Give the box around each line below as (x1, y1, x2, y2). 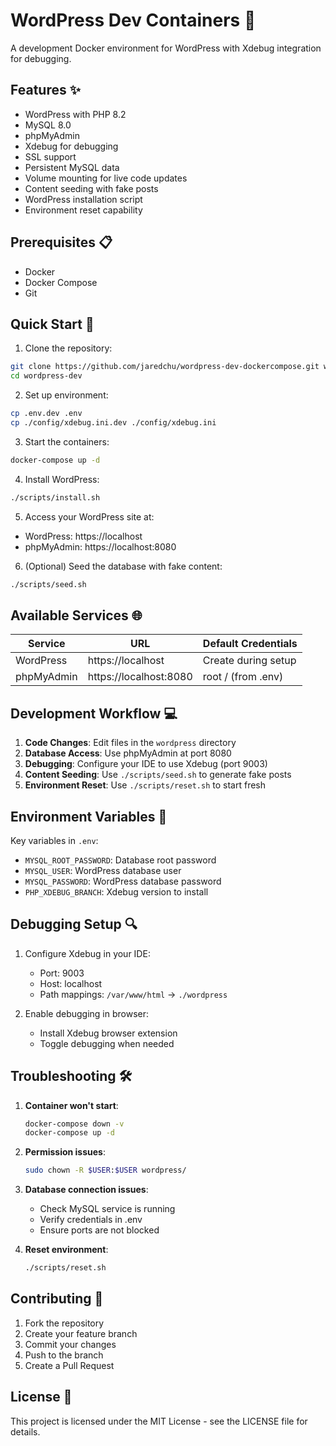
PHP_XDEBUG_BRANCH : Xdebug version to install (24, 885, 209, 898)
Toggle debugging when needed (39, 1037, 175, 1049)
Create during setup (202, 654, 297, 668)
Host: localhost (39, 977, 103, 989)
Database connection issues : (24, 1184, 149, 1196)
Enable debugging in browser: (24, 1007, 150, 1019)
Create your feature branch (24, 1327, 138, 1339)
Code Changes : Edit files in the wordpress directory (24, 737, 237, 749)
